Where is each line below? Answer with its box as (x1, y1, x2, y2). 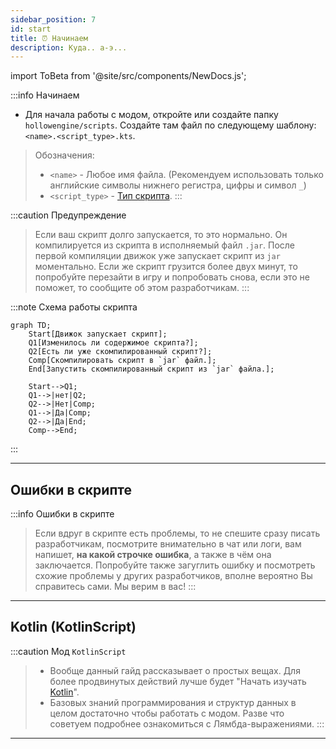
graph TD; (10, 321, 52, 331)
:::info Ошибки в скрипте (10, 508, 115, 520)
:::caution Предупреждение (10, 209, 127, 221)
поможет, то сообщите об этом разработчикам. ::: (34, 282, 250, 294)
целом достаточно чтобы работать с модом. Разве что (49, 707, 285, 719)
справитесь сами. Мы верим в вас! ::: (34, 581, 197, 593)
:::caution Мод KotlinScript (10, 645, 127, 657)
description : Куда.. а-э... (10, 42, 128, 53)
